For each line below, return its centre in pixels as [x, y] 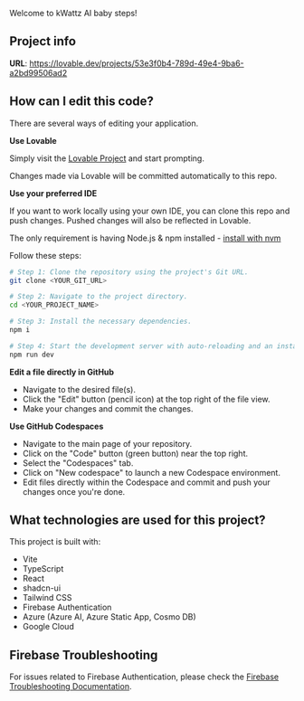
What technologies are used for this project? [138, 521]
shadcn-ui [42, 588]
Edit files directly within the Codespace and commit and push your [146, 482]
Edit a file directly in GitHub [62, 372]
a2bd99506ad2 [38, 72]
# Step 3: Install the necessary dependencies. [101, 322]
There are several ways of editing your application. [104, 123]
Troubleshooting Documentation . [71, 687]
